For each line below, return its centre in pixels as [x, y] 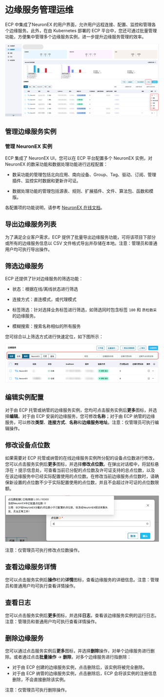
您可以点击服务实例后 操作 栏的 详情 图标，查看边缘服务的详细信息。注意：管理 [82, 579]
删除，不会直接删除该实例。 [40, 679]
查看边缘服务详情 [31, 567]
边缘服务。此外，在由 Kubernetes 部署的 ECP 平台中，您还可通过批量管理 [83, 30]
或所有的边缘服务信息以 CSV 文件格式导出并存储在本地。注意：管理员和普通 [81, 243]
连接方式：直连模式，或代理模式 [44, 299]
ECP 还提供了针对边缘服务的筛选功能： [44, 279]
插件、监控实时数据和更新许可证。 [46, 181]
